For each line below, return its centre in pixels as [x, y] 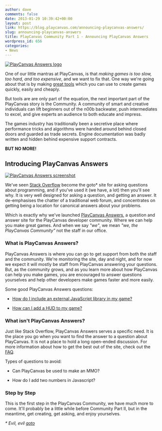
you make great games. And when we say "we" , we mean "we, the [72, 225]
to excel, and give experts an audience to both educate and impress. [73, 114]
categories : [17, 46]
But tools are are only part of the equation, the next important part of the [77, 98]
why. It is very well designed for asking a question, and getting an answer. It [81, 195]
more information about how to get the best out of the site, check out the [78, 347]
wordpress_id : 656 [24, 41]
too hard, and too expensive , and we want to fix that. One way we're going [80, 79]
